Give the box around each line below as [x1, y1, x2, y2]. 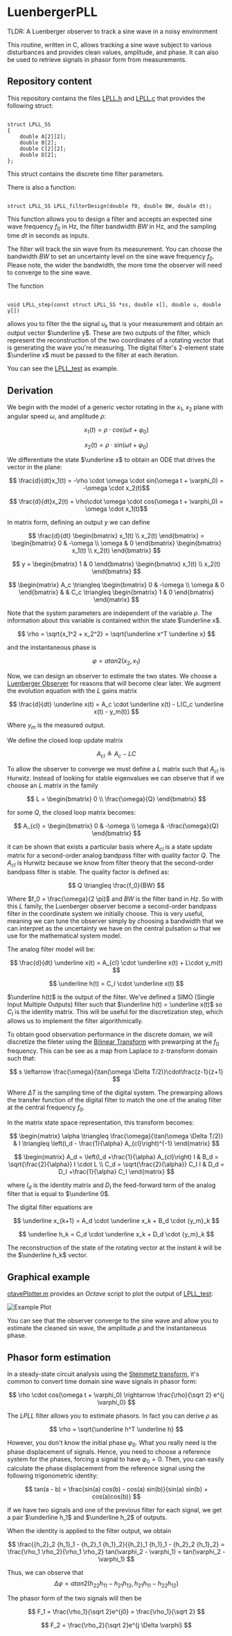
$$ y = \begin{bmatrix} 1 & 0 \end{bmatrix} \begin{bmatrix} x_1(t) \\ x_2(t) [12, 560, 221, 568]
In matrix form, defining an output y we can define [7, 518, 150, 527]
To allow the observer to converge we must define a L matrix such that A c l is [7, 764, 225, 775]
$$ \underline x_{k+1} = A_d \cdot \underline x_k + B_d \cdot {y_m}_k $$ [12, 1217, 220, 1225]
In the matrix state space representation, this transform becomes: [7, 1118, 195, 1127]
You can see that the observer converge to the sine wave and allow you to [7, 1316, 219, 1325]
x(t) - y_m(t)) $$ [93, 707, 140, 716]
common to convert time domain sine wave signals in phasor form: [7, 1377, 197, 1385]
